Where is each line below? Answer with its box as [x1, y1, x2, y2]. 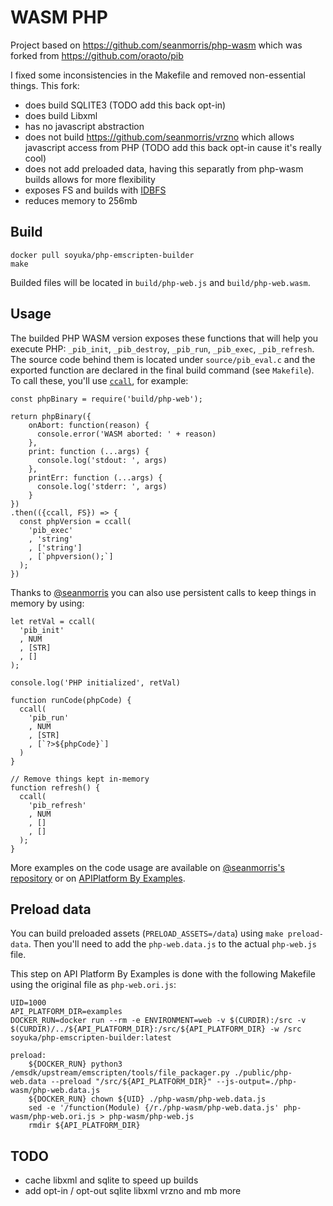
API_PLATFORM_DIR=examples [10, 1007, 123, 1017]
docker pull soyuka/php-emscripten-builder [10, 250, 195, 260]
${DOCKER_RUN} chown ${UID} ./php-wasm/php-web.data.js [28, 1094, 267, 1105]
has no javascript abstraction [24, 120, 145, 132]
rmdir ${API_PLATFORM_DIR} [28, 1121, 141, 1131]
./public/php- [233, 1068, 293, 1078]
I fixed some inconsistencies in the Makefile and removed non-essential [10, 69, 306, 81]
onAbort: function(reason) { [28, 420, 150, 430]
